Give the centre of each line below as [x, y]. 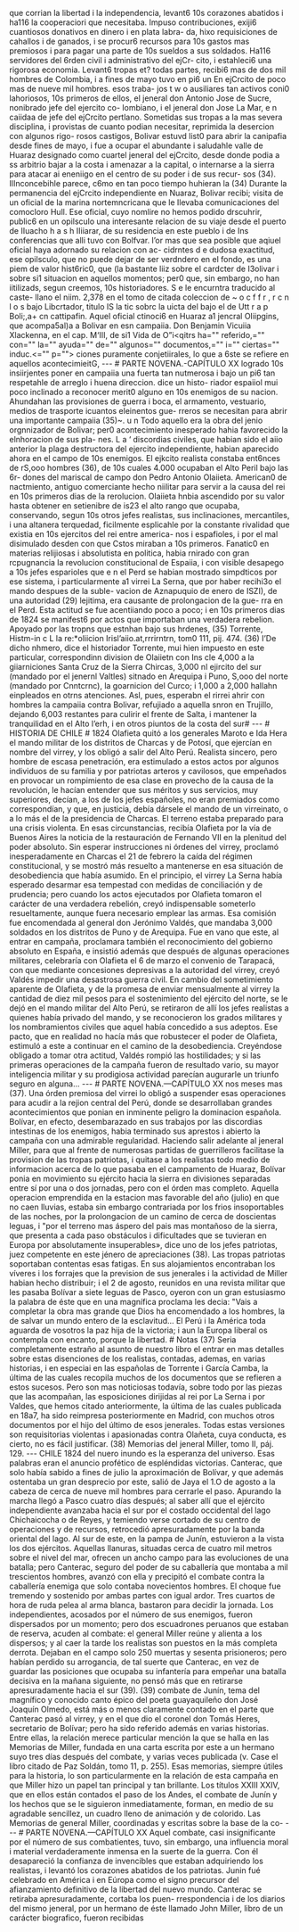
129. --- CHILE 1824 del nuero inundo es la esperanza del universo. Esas [142, 1453]
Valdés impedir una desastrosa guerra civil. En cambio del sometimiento [141, 979]
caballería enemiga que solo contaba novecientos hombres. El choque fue [145, 1586]
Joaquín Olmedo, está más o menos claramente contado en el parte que [141, 1709]
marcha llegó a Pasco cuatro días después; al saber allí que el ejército [137, 1501]
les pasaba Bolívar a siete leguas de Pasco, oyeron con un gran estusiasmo [148, 1292]
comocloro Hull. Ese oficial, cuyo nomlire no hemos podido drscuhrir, [136, 212]
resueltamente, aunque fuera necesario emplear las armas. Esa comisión [143, 913]
